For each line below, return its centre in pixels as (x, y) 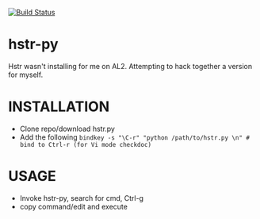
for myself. (26, 75)
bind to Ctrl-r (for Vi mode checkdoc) (86, 144)
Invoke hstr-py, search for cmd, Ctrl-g (82, 198)
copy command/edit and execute (74, 206)
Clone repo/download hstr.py (67, 129)
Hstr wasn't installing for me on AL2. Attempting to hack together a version (130, 66)
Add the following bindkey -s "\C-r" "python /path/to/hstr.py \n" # (134, 137)
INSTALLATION (59, 107)
